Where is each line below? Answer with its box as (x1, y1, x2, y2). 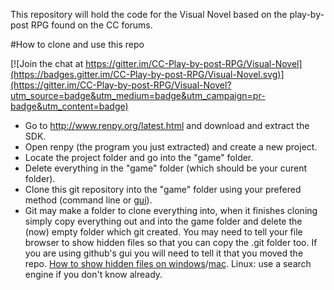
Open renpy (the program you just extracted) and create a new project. (24, 141, 318, 153)
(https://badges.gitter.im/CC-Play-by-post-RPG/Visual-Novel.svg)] (10, 69, 285, 80)
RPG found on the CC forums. (30, 19, 153, 31)
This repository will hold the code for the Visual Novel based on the (10, 9, 288, 20)
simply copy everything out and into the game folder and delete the (24, 215, 303, 227)
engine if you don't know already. (24, 269, 163, 280)
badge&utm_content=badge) (10, 100, 129, 112)
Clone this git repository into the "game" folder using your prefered (24, 184, 302, 195)
